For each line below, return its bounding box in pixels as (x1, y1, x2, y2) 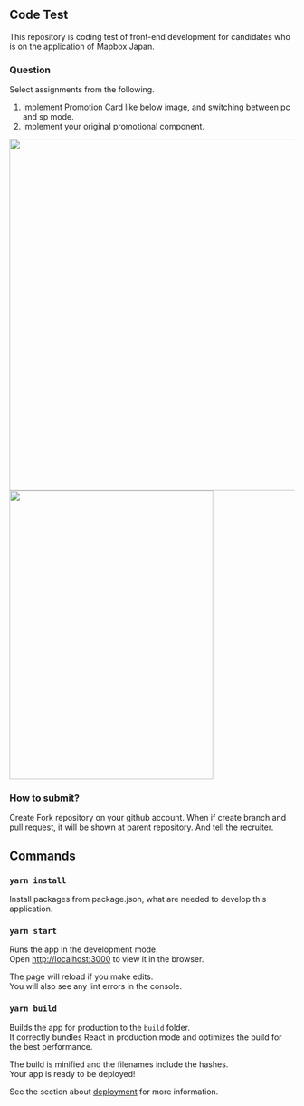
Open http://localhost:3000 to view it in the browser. (9, 954, 204, 965)
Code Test (9, 7, 69, 23)
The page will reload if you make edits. (9, 971, 154, 982)
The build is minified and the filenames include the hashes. (9, 1059, 229, 1070)
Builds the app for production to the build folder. (9, 1022, 191, 1033)
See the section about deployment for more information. (9, 1086, 219, 1097)
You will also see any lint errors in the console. (9, 981, 183, 992)
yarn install (9, 875, 67, 886)
